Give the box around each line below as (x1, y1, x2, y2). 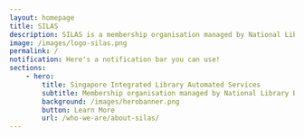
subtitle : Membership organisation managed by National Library (42, 88, 290, 97)
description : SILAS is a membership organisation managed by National (9, 30, 281, 39)
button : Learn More (42, 105, 116, 114)
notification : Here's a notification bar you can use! (9, 55, 221, 64)
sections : (9, 64, 47, 73)
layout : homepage (9, 13, 75, 23)
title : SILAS (9, 22, 59, 31)
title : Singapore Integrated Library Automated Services (42, 80, 261, 89)
